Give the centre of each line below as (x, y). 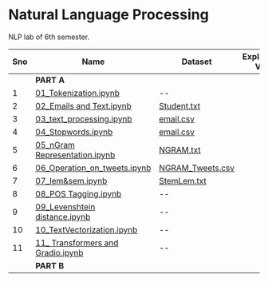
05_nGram (55, 145)
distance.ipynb (63, 216)
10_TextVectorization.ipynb (87, 229)
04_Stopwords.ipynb (74, 132)
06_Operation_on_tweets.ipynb (93, 168)
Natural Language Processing (108, 15)
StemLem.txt (183, 181)
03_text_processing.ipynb (84, 119)
